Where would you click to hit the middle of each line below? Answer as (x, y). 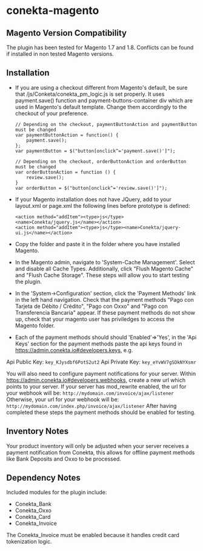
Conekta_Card (33, 517)
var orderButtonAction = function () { (65, 172)
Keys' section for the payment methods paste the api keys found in (98, 344)
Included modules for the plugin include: (57, 492)
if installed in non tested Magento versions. (60, 54)
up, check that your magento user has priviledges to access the (95, 319)
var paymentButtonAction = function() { (67, 135)
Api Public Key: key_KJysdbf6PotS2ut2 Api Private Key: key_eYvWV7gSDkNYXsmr (101, 362)
